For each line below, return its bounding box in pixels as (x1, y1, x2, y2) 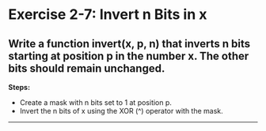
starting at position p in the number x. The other (8, 49, 249, 62)
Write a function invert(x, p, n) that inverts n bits (8, 37, 251, 51)
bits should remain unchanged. (8, 62, 165, 75)
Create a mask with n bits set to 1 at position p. (19, 98, 173, 107)
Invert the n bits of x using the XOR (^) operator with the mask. (19, 107, 223, 115)
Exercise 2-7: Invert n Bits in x (8, 6, 207, 24)
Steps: (8, 83, 30, 92)
